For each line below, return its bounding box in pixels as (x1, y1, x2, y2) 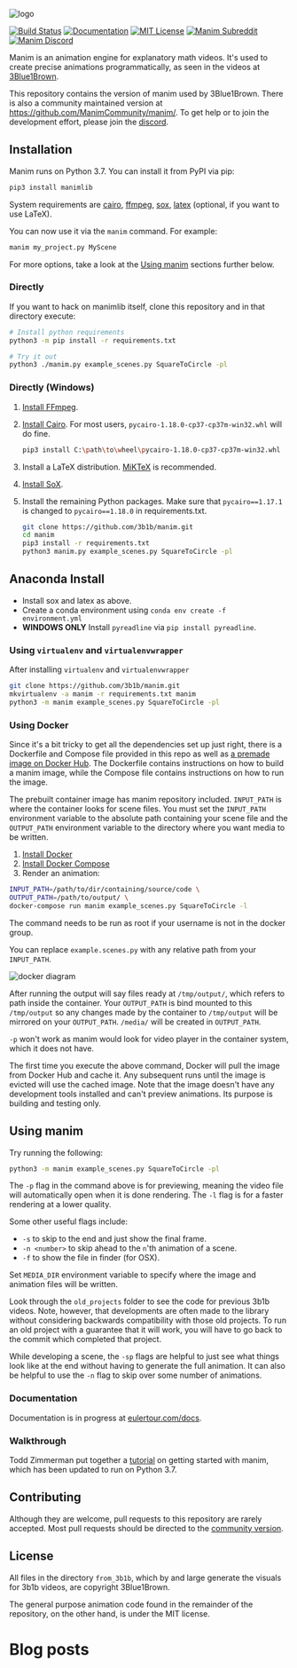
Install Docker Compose (21, 858, 111, 869)
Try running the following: (9, 1147, 104, 1158)
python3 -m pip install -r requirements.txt (9, 336, 176, 345)
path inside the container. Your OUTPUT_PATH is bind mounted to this (9, 997, 253, 1008)
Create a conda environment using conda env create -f (21, 605, 226, 615)
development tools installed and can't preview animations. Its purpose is (9, 1088, 273, 1099)
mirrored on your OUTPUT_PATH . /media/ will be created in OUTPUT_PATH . (9, 1016, 262, 1027)
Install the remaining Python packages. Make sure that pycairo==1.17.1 (21, 495, 283, 506)
